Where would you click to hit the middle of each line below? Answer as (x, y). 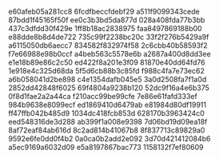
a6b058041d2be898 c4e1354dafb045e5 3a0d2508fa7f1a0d (108, 79)
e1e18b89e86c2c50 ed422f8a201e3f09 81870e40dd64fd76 (107, 62)
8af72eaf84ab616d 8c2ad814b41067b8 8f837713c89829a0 (107, 130)
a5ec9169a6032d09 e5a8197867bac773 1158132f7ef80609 (106, 147)
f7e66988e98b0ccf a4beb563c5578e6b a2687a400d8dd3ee (110, 54)
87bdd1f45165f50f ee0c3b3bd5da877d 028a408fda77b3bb (107, 20)
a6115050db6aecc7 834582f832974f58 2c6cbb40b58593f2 (108, 45)
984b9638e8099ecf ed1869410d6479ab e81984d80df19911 (107, 105)
